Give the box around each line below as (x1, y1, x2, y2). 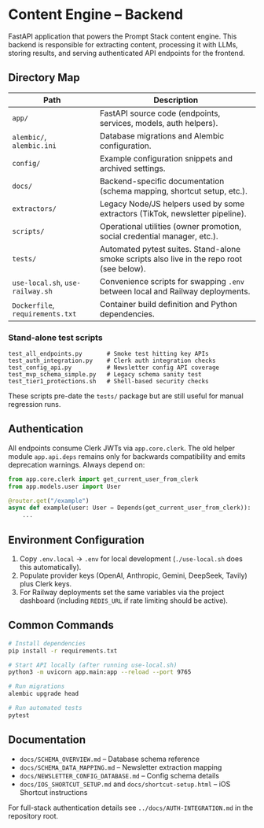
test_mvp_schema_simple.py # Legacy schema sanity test (8, 371, 202, 379)
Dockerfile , (12, 299, 55, 310)
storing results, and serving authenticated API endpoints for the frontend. (8, 48, 245, 57)
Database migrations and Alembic (99, 130, 225, 141)
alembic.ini (12, 141, 57, 150)
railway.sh (12, 286, 53, 296)
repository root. (8, 811, 59, 820)
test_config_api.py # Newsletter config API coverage (8, 364, 220, 371)
